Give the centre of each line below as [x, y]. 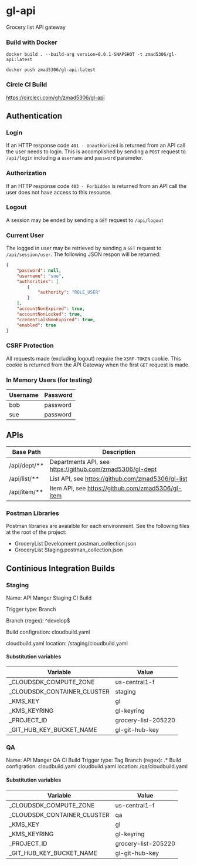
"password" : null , [39, 270]
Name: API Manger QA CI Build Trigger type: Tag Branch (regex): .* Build [94, 760]
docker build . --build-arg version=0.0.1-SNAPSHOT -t [74, 55]
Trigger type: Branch [31, 609]
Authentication [34, 116]
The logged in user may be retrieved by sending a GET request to [84, 248]
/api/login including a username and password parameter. [75, 158]
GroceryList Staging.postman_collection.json [69, 550]
